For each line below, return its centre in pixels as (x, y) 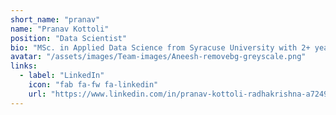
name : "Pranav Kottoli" (60, 29)
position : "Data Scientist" (69, 38)
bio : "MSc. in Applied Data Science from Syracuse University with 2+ (160, 47)
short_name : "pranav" (55, 19)
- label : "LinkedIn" (62, 76)
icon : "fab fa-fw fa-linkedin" (93, 85)
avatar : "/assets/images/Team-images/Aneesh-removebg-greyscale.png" (158, 57)
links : (24, 66)
